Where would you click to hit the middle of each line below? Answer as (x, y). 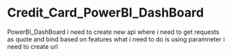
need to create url (33, 46)
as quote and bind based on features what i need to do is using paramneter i (116, 39)
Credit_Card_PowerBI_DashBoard (106, 13)
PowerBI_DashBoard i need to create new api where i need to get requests (113, 32)
